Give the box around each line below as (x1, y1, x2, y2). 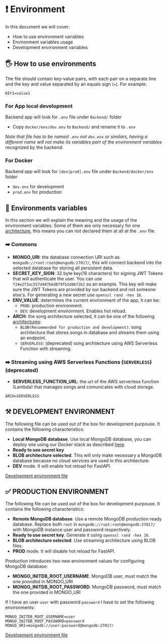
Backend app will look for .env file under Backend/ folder (5, 114, 122, 120)
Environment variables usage (12, 38, 73, 45)
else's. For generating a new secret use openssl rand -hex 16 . (12, 292, 143, 298)
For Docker (5, 157, 33, 164)
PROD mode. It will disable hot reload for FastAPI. (12, 548, 116, 554)
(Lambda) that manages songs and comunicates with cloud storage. (12, 384, 155, 390)
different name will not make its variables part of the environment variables (5, 139, 162, 145)
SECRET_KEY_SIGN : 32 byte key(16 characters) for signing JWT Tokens (12, 270, 163, 276)
